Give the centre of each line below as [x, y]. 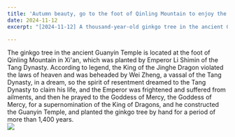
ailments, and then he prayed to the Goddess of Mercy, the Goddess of [109, 97]
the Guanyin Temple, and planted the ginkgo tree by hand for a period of [111, 112]
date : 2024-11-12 [33, 20]
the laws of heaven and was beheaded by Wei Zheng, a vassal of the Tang [114, 75]
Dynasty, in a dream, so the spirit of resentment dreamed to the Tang [107, 82]
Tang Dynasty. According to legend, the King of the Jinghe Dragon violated [115, 68]
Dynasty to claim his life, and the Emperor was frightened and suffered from [116, 90]
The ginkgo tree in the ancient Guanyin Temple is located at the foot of [109, 52]
